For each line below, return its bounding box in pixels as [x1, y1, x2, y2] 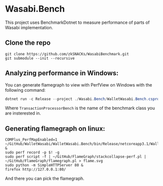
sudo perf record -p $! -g [5, 150, 60, 155]
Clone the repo [5, 39, 51, 47]
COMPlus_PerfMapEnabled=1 [5, 137, 57, 142]
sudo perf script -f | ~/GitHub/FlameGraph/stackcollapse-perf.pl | [5, 154, 147, 159]
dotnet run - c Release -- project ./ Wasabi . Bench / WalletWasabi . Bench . [5, 96, 149, 101]
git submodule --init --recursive [5, 56, 75, 61]
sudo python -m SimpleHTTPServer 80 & [5, 163, 83, 168]
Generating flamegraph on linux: [5, 124, 105, 133]
